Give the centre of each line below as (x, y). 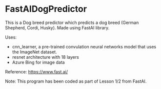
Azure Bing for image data (38, 62)
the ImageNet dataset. (34, 52)
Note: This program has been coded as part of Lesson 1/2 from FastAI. (76, 81)
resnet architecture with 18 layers (45, 57)
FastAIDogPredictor (46, 9)
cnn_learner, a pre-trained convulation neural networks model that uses (84, 46)
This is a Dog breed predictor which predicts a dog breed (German (72, 22)
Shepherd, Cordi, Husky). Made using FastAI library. (57, 27)
